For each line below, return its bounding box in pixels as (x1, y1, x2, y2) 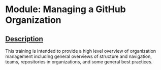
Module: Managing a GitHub (5, 4, 126, 15)
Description (5, 34, 43, 43)
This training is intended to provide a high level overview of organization (5, 48, 156, 54)
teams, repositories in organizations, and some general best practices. (5, 59, 153, 64)
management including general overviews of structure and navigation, (5, 53, 152, 59)
